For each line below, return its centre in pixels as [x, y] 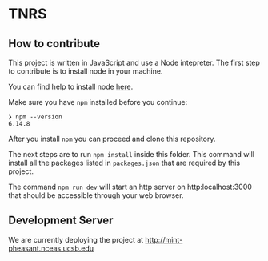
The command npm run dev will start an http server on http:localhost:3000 [130, 187]
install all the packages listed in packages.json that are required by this [124, 163]
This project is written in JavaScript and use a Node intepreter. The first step [134, 62]
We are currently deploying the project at [76, 239]
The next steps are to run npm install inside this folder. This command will [131, 154]
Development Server [61, 221]
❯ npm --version [35, 117]
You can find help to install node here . [71, 86]
